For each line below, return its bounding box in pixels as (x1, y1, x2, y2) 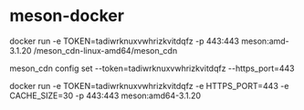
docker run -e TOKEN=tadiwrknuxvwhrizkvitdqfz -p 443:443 (9, 35, 240, 46)
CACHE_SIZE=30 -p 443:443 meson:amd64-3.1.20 (9, 90, 202, 101)
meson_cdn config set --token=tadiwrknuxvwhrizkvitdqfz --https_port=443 (9, 63, 295, 74)
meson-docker (9, 5, 125, 26)
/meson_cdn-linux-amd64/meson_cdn (33, 45, 178, 55)
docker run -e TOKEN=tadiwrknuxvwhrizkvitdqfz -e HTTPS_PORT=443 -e (9, 80, 289, 91)
